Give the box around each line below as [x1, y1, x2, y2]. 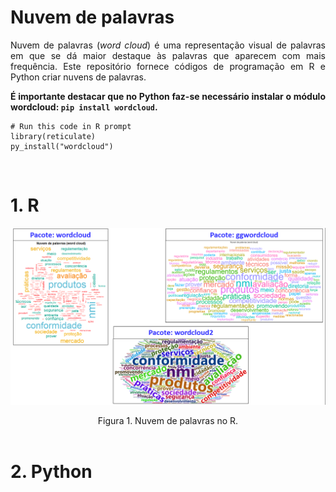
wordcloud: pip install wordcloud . [10, 101, 158, 113]
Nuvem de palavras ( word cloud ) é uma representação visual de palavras [10, 39, 327, 51]
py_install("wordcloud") [10, 141, 114, 151]
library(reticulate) [10, 131, 97, 141]
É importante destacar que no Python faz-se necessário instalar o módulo [10, 90, 326, 102]
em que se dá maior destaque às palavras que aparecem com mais [10, 49, 326, 61]
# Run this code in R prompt [10, 121, 132, 131]
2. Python [10, 461, 93, 483]
